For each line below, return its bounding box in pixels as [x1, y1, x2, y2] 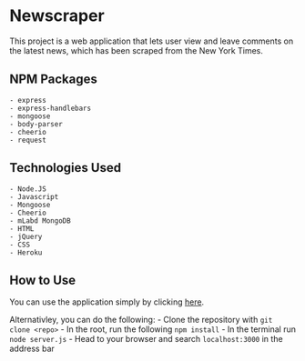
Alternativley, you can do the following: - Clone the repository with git [9, 315, 273, 326]
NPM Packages [9, 72, 97, 87]
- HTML [9, 224, 35, 233]
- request [9, 135, 47, 145]
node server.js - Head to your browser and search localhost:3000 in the [9, 334, 284, 345]
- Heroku [9, 247, 43, 257]
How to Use [9, 272, 76, 287]
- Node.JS [9, 184, 47, 194]
